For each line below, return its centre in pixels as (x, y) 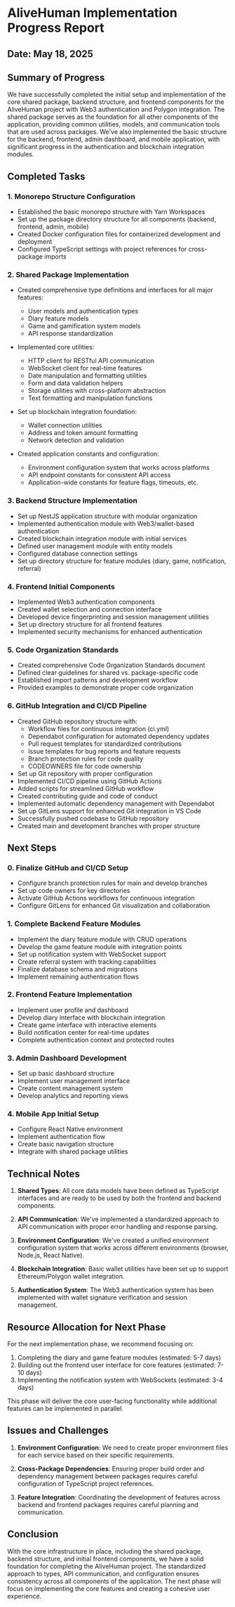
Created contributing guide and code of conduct (87, 796)
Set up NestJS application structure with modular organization (107, 516)
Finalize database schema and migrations (78, 969)
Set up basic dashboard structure (66, 1073)
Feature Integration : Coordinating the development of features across (119, 1497)
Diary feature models (58, 318)
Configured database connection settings (78, 553)
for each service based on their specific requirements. (96, 1455)
